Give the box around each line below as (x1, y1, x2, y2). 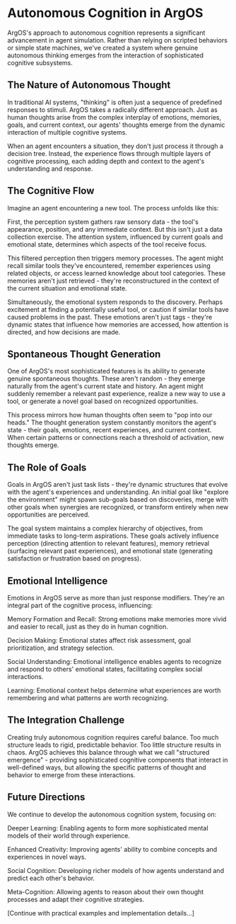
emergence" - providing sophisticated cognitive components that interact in (7, 755, 228, 764)
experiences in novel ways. (7, 852, 87, 861)
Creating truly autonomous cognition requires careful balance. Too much (7, 733, 219, 741)
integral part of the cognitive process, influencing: (7, 601, 153, 609)
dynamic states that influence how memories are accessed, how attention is (7, 320, 229, 329)
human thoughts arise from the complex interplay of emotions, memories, (7, 113, 222, 121)
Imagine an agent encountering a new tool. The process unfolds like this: (7, 203, 219, 212)
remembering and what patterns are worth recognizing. (7, 694, 169, 702)
